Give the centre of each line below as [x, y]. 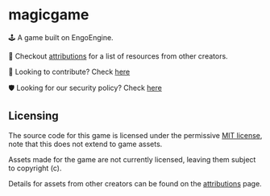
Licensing [33, 116]
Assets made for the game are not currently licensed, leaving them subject [132, 159]
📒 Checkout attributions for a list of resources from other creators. [118, 56]
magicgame [49, 15]
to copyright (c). [35, 168]
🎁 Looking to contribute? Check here [69, 71]
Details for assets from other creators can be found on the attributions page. [135, 183]
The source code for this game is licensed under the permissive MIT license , [135, 135]
